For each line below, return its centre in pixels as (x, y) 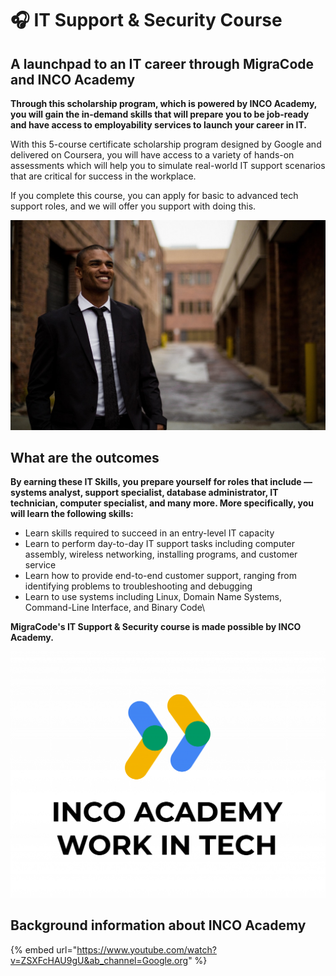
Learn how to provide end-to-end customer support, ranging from (160, 576)
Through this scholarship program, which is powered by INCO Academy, (164, 103)
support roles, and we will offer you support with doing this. (133, 206)
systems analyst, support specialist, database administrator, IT (144, 493)
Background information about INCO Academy (158, 925)
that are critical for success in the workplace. (103, 176)
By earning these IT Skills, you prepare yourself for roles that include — (161, 482)
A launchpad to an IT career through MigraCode (162, 63)
